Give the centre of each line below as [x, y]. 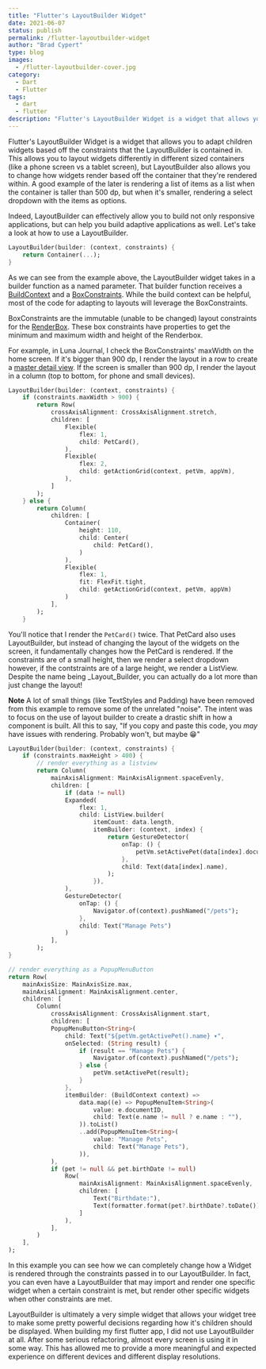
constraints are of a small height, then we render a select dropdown [119, 659]
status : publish [35, 30]
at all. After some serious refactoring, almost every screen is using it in [123, 1340]
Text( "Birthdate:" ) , [127, 1198]
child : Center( [104, 538]
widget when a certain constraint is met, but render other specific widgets [129, 1290]
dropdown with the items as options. [68, 200]
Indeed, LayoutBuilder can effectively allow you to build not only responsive [131, 216]
